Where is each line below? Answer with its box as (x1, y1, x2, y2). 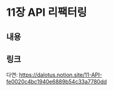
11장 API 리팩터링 (6, 5, 88, 19)
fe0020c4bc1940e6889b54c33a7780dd (6, 78, 107, 86)
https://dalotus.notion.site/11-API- (19, 71, 103, 79)
